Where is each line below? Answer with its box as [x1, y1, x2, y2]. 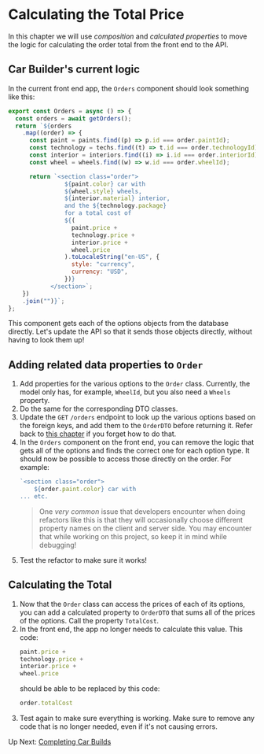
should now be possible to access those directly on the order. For [19, 454, 232, 464]
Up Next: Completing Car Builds [8, 737, 112, 746]
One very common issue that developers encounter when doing [38, 506, 246, 516]
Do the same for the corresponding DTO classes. [19, 404, 178, 414]
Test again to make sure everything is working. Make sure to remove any [19, 714, 255, 723]
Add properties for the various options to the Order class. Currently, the [19, 379, 251, 389]
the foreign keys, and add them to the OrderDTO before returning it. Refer [19, 421, 253, 431]
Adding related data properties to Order [8, 358, 203, 371]
